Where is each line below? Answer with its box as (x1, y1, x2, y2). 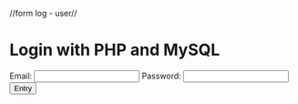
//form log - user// (9, 8, 77, 18)
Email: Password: (9, 70, 182, 81)
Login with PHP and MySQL (9, 40, 221, 60)
